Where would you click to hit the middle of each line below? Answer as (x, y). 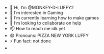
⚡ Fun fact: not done (30, 41)
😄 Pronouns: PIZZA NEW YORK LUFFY (49, 36)
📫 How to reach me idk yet (37, 28)
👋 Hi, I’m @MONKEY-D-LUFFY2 (42, 8)
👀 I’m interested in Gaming (36, 13)
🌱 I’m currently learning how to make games (54, 18)
